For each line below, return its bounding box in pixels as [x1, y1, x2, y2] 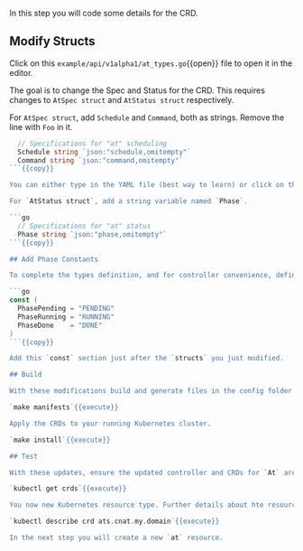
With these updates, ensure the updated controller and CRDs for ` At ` [9, 468, 280, 477]
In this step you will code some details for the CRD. [9, 8, 198, 18]
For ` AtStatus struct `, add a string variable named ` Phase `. [9, 197, 248, 206]
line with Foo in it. [9, 121, 73, 132]
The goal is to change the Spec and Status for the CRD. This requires [9, 85, 266, 96]
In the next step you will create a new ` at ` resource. [9, 533, 224, 543]
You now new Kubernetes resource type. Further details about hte [9, 500, 264, 509]
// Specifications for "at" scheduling [17, 139, 168, 148]
